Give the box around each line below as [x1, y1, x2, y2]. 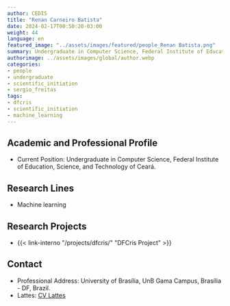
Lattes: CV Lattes [16, 291, 66, 299]
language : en [7, 36, 44, 42]
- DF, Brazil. [16, 283, 51, 292]
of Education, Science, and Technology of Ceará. [16, 162, 156, 171]
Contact [7, 258, 42, 270]
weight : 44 [7, 29, 38, 36]
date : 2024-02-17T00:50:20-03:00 [7, 23, 103, 29]
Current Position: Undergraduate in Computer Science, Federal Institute [16, 155, 219, 164]
